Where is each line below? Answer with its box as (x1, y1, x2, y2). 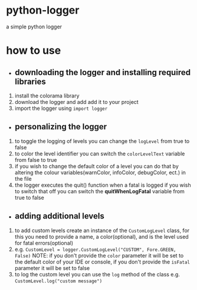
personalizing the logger (14, 122, 107, 132)
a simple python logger (6, 23, 63, 30)
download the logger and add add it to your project (14, 98, 139, 105)
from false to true (14, 156, 57, 163)
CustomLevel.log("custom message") (14, 278, 103, 284)
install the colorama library (14, 92, 80, 99)
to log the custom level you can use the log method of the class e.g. (14, 271, 180, 278)
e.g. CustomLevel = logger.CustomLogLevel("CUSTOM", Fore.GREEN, (14, 246, 176, 253)
